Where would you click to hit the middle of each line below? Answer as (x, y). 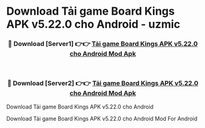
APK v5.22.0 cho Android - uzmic (93, 24)
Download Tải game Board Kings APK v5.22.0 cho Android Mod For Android (102, 118)
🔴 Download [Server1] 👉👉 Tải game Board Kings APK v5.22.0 (103, 44)
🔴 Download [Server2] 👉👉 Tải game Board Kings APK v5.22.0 (103, 83)
